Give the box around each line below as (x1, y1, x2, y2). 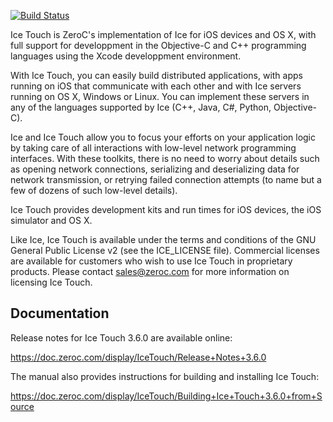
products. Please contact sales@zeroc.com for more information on (10, 266, 290, 277)
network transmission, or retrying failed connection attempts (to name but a (10, 174, 322, 185)
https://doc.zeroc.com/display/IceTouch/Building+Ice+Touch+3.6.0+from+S (10, 390, 323, 402)
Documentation (10, 305, 110, 322)
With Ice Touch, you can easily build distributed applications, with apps (10, 70, 303, 81)
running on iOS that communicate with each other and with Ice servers (10, 80, 302, 92)
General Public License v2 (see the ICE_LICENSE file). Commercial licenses (10, 245, 320, 256)
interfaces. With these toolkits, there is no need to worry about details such (10, 153, 320, 164)
